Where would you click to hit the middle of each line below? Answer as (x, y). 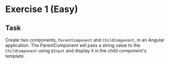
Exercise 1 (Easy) (42, 9)
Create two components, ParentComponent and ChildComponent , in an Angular (85, 40)
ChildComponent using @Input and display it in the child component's (76, 51)
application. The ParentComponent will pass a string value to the (73, 45)
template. (15, 56)
